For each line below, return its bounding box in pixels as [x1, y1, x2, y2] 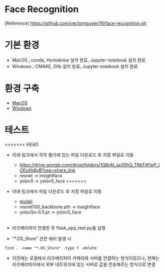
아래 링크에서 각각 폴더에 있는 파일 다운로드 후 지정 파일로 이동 [12, 152, 134, 158]
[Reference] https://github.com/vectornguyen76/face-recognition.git [5, 20, 146, 26]
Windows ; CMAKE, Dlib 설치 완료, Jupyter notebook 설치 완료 [12, 63, 138, 69]
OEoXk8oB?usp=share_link [19, 167, 76, 173]
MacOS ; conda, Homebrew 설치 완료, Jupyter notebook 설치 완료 [12, 57, 146, 63]
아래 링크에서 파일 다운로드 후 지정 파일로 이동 [12, 188, 102, 194]
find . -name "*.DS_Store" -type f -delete [5, 245, 97, 250]
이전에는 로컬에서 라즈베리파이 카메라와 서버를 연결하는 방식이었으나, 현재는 [12, 255, 160, 261]
